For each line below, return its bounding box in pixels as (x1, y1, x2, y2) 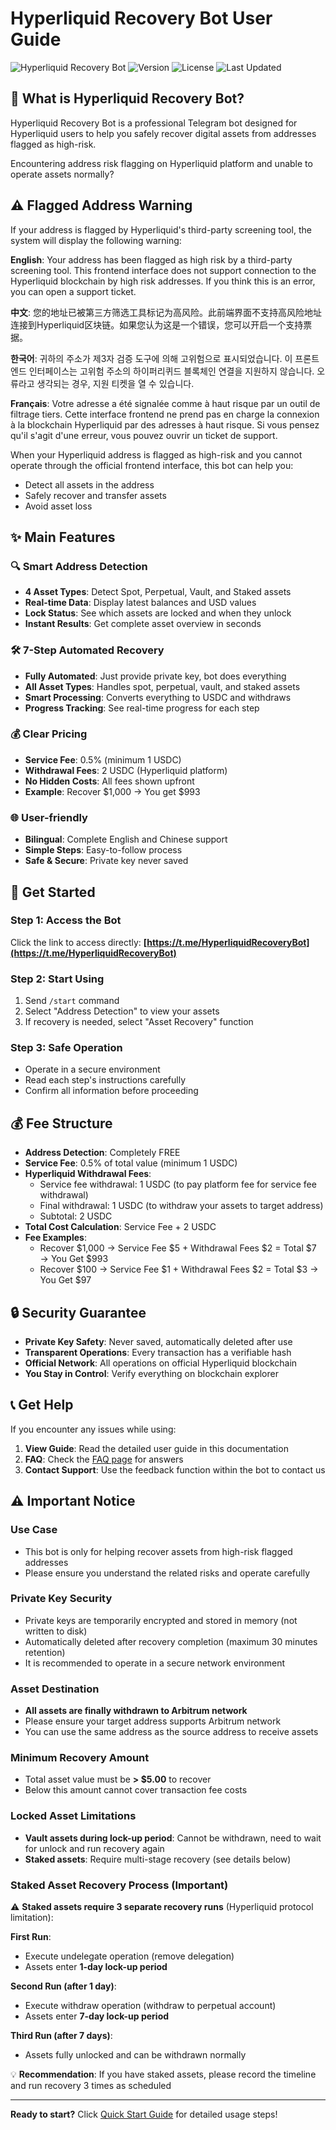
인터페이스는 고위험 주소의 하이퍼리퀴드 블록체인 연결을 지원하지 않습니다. (28, 365, 315, 377)
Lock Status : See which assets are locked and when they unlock (24, 607, 292, 619)
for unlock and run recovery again (24, 1842, 165, 1854)
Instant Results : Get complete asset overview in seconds (24, 618, 262, 630)
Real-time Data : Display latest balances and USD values (24, 597, 257, 609)
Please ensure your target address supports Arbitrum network (24, 1715, 282, 1727)
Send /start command (24, 995, 120, 1007)
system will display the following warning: (10, 234, 182, 246)
